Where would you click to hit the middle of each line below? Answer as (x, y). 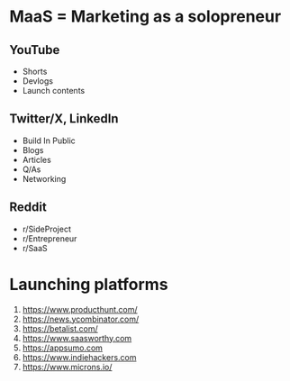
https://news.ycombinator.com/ (81, 319)
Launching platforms (89, 284)
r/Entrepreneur (50, 238)
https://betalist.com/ (60, 328)
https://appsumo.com (63, 348)
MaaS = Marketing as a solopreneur (145, 17)
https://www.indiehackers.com (79, 357)
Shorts (35, 71)
